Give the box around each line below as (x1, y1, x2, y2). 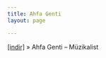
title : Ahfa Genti (7, 10, 61, 18)
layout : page (7, 17, 46, 24)
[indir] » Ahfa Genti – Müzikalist (7, 42, 99, 51)
